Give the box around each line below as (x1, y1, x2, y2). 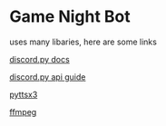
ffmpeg (9, 106, 37, 117)
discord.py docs (9, 53, 70, 64)
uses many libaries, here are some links (9, 36, 157, 47)
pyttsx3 (9, 89, 38, 100)
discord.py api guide (9, 71, 86, 82)
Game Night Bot (9, 6, 132, 27)
